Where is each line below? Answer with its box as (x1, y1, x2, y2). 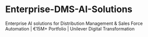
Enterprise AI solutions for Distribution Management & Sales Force (5, 20, 143, 26)
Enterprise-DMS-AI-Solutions (5, 4, 133, 15)
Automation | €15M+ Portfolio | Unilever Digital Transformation (5, 25, 135, 31)
